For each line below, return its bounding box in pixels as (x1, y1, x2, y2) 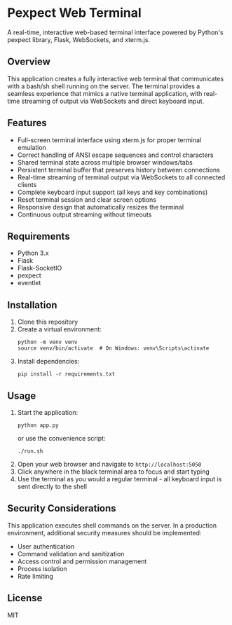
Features (7, 117, 47, 129)
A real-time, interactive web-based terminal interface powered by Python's (7, 28, 224, 36)
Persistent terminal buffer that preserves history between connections (17, 165, 221, 174)
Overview (7, 56, 51, 68)
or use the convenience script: (17, 434, 106, 442)
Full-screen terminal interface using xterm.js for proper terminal (17, 135, 202, 144)
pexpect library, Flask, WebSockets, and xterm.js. (7, 35, 151, 43)
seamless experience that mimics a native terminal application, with (7, 89, 203, 97)
